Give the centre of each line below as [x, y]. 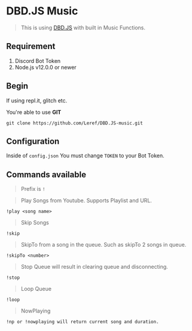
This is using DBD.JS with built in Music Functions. [83, 28]
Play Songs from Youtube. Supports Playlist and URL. [86, 201]
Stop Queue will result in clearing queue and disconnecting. [95, 267]
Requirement [31, 46]
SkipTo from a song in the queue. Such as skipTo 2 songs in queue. [103, 245]
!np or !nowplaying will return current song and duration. [83, 322]
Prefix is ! [33, 189]
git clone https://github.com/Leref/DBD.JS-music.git [75, 123]
